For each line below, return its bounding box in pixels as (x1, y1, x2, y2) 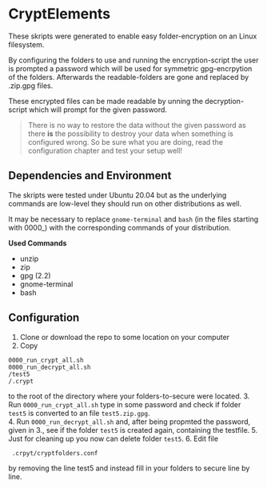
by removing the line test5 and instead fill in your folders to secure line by (8, 463, 250, 473)
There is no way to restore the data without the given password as (27, 120, 246, 130)
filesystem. (8, 39, 45, 49)
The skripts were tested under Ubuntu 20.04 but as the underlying (8, 190, 227, 200)
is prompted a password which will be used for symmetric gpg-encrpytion (8, 63, 253, 73)
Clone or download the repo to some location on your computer (19, 332, 230, 342)
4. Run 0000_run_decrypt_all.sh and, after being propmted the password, (8, 417, 251, 426)
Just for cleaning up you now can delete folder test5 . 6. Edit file (8, 434, 218, 443)
